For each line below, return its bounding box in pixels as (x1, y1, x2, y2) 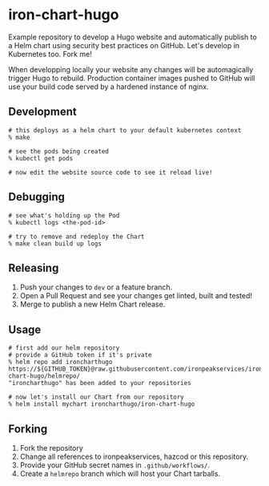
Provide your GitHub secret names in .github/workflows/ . (19, 460, 211, 470)
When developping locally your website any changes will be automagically (8, 64, 254, 74)
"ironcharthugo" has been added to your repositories (8, 379, 192, 387)
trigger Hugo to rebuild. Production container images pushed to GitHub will (8, 73, 255, 83)
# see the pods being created (8, 147, 110, 156)
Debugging (8, 190, 66, 204)
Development (8, 105, 78, 119)
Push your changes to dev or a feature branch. (19, 282, 173, 292)
